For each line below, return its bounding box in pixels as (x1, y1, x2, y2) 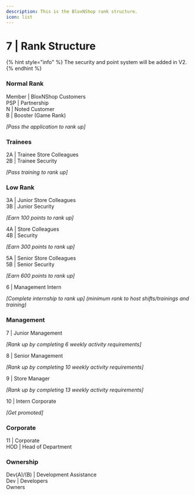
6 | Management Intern (6, 284, 62, 291)
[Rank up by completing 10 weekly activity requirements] (6, 363, 144, 371)
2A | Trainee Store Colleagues (6, 151, 79, 159)
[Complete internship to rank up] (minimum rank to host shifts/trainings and (6, 295, 189, 302)
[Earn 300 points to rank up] (6, 243, 75, 250)
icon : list (6, 14, 33, 20)
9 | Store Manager (6, 375, 50, 382)
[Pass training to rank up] (6, 169, 68, 176)
